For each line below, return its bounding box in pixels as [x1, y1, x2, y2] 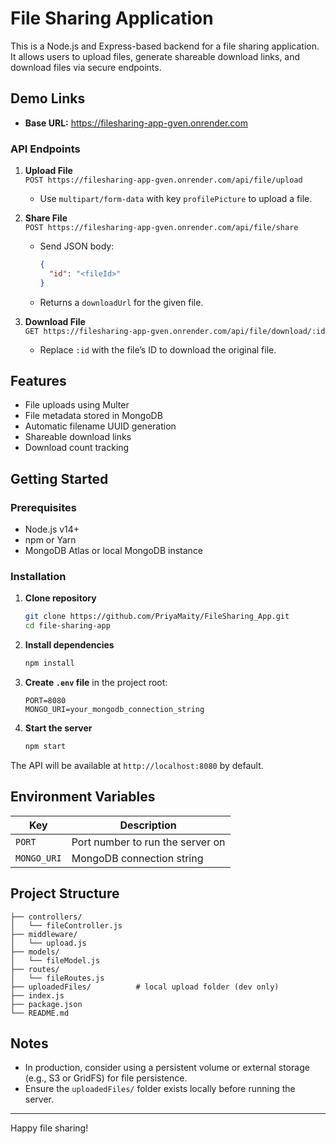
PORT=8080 [24, 696, 67, 706]
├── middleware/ [10, 929, 78, 939]
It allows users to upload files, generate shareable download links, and [10, 50, 301, 62]
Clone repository [24, 592, 97, 604]
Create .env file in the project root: [24, 677, 168, 689]
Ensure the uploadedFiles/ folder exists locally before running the [24, 1083, 296, 1095]
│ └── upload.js [10, 938, 87, 948]
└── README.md [10, 1008, 70, 1018]
